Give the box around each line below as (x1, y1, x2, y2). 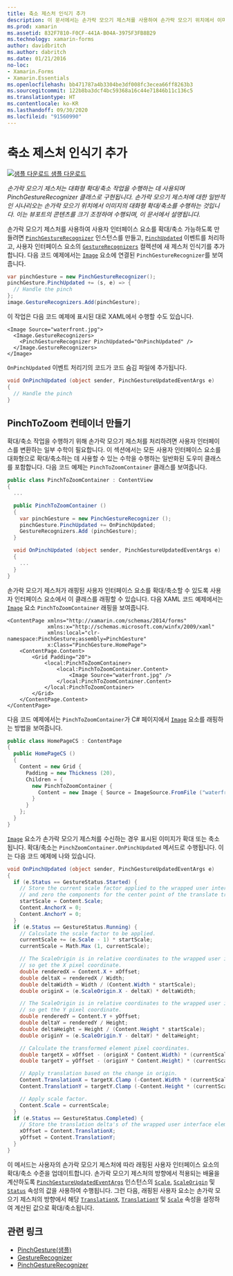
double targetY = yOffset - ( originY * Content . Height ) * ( (19, 1057, 196, 1065)
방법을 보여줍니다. (14, 724, 63, 732)
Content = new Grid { (19, 763, 82, 770)
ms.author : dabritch (7, 49, 67, 56)
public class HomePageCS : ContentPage (7, 737, 122, 744)
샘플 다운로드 (50, 169, 86, 177)
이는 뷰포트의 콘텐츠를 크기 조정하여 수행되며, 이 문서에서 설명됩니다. (16, 210, 201, 218)
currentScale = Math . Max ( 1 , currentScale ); (19, 943, 150, 950)
